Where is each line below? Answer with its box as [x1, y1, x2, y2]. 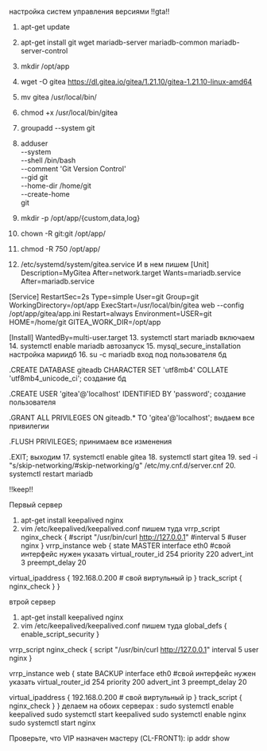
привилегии [9, 421, 50, 431]
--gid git [20, 173, 48, 182]
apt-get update [20, 22, 71, 31]
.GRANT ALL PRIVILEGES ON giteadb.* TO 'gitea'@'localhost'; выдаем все [9, 413, 255, 422]
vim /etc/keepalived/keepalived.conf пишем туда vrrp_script [20, 524, 220, 533]
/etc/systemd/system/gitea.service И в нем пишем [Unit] [20, 260, 210, 269]
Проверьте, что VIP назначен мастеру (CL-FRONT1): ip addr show [9, 733, 230, 743]
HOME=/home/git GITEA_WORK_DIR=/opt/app [9, 318, 161, 327]
